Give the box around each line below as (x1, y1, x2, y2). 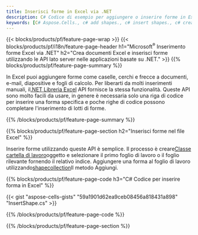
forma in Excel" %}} (6, 182, 54, 189)
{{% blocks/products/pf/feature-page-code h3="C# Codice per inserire (6, 175, 181, 183)
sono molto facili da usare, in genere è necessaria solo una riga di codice (6, 92, 184, 99)
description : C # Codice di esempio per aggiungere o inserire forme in (6, 14, 186, 20)
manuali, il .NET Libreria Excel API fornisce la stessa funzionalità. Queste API (6, 86, 190, 93)
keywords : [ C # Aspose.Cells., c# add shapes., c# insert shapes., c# (6, 19, 181, 25)
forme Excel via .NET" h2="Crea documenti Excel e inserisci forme (6, 50, 168, 57)
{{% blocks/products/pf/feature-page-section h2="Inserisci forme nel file (6, 128, 185, 135)
